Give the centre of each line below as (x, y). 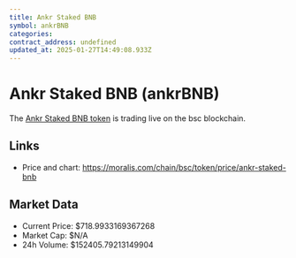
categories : (31, 34)
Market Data (44, 205)
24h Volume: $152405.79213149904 (88, 245)
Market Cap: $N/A (55, 235)
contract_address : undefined (63, 42)
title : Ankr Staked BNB (53, 17)
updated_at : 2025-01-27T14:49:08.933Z (80, 50)
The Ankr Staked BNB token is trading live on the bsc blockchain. (127, 118)
